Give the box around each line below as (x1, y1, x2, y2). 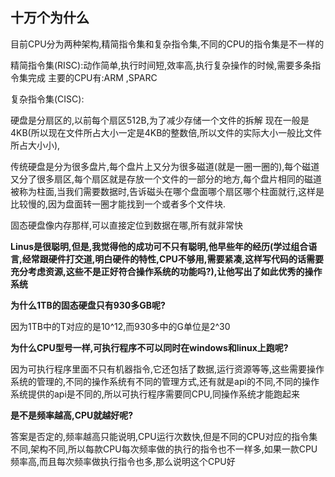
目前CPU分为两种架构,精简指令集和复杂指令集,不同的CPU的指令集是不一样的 (10, 38, 325, 50)
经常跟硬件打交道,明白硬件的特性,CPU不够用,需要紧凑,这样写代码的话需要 (21, 253, 325, 265)
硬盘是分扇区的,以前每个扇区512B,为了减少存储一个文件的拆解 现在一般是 (10, 114, 310, 126)
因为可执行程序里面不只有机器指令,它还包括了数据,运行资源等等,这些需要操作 (10, 363, 325, 375)
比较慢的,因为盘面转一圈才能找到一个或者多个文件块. (10, 198, 227, 210)
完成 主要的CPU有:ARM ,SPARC (27, 71, 158, 83)
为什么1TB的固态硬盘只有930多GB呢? (10, 299, 166, 311)
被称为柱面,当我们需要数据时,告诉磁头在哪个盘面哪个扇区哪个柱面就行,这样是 (10, 185, 325, 197)
